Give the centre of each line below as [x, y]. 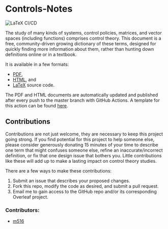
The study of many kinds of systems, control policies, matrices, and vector [83, 33]
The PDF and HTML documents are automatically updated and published [82, 95]
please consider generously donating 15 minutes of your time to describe [82, 145]
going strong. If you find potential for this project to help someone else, [80, 139]
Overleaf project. [30, 197]
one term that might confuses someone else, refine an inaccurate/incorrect [84, 150]
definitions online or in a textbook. [41, 54]
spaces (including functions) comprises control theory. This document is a [83, 38]
